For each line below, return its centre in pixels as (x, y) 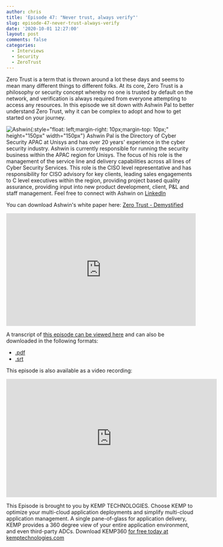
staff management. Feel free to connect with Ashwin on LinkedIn (86, 193)
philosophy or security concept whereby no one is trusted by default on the (100, 92)
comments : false (26, 40)
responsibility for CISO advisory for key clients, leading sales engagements (99, 174)
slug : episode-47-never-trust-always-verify (63, 23)
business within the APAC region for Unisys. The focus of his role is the (94, 154)
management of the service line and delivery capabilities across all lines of (99, 161)
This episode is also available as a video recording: (69, 370)
